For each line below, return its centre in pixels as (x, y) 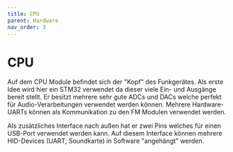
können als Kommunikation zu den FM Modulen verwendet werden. (128, 112)
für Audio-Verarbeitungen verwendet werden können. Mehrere (99, 104)
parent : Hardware (33, 21)
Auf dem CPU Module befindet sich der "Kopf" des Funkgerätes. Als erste (115, 82)
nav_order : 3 (27, 27)
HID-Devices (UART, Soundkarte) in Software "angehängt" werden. (106, 141)
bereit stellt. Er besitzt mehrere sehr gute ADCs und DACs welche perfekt (115, 97)
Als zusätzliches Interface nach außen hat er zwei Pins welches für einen (114, 126)
